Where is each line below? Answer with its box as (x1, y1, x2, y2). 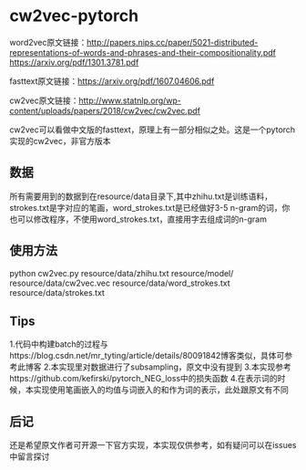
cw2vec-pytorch (9, 5, 139, 26)
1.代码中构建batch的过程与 (9, 339, 109, 350)
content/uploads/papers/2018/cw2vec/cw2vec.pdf (9, 105, 200, 116)
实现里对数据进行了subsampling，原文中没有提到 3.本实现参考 (58, 361, 291, 372)
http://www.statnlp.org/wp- (78, 95, 182, 106)
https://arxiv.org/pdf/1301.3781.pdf (9, 57, 139, 68)
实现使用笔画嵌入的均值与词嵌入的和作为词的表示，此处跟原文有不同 (33, 384, 289, 395)
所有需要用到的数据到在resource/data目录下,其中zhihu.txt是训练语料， (9, 191, 273, 202)
